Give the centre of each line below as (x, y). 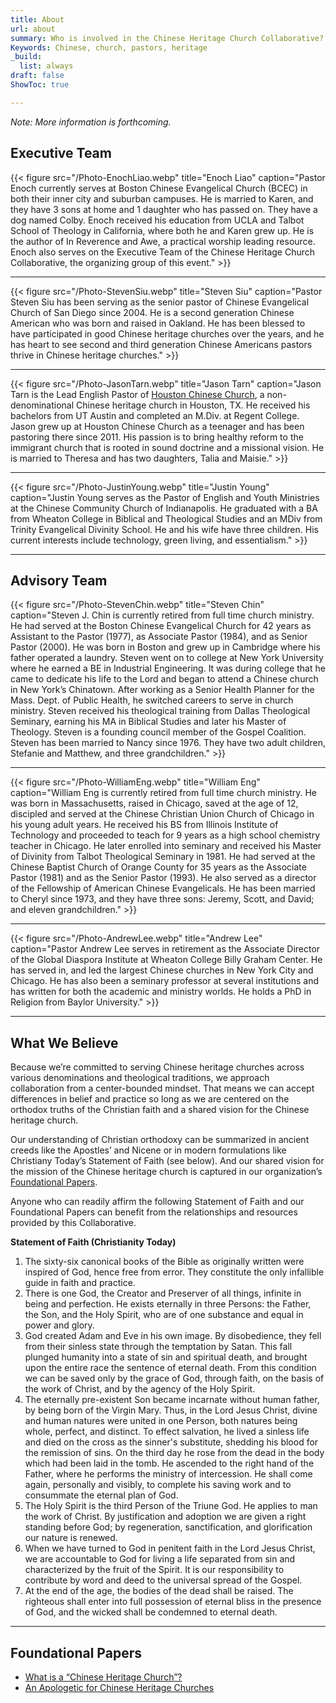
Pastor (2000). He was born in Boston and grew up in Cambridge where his (165, 647)
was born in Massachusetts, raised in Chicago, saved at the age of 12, (154, 803)
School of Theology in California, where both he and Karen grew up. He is (162, 230)
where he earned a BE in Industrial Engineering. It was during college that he (168, 668)
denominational (42, 405)
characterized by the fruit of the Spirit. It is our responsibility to (154, 1570)
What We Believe (64, 1042)
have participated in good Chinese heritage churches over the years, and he (167, 333)
